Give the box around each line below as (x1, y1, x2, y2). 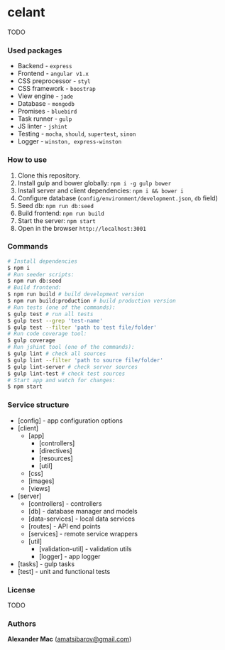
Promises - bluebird (17, 107, 77, 116)
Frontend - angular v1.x (17, 69, 89, 78)
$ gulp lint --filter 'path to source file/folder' (7, 357, 163, 364)
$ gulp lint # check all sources (7, 350, 106, 357)
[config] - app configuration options (17, 416, 123, 425)
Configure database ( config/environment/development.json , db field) (17, 193, 218, 202)
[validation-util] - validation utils (38, 544, 132, 553)
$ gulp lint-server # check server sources (7, 363, 138, 370)
